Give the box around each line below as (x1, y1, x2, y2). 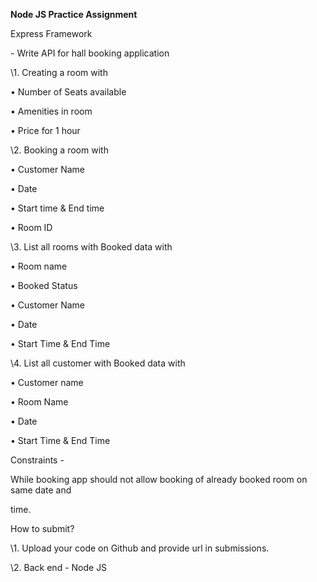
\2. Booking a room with (10, 144, 109, 156)
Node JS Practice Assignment (10, 9, 138, 20)
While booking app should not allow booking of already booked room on (10, 474, 308, 485)
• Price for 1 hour (10, 125, 81, 136)
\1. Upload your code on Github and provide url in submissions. (10, 542, 270, 554)
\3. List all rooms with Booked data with (10, 241, 173, 253)
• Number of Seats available (10, 86, 127, 98)
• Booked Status (10, 280, 78, 291)
